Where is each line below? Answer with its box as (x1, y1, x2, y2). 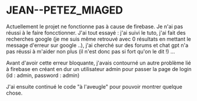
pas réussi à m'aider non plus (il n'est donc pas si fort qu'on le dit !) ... (6, 48, 175, 55)
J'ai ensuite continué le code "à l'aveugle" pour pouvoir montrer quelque (6, 83, 182, 90)
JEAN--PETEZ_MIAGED (6, 4, 123, 17)
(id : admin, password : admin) (6, 72, 80, 79)
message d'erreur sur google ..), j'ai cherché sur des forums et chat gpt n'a (6, 42, 189, 49)
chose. (6, 89, 23, 96)
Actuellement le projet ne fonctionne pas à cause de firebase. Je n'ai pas (6, 23, 183, 30)
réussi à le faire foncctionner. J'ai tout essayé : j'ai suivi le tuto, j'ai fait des (6, 29, 186, 36)
